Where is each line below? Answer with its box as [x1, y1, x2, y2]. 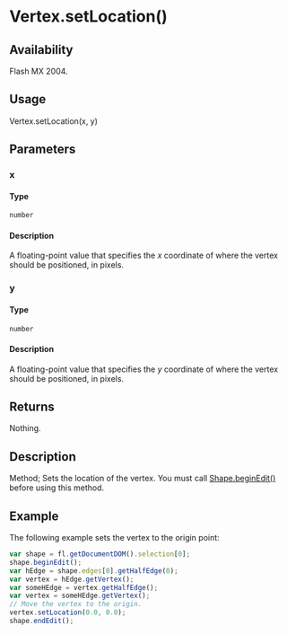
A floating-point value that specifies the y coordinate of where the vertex [9, 364, 279, 374]
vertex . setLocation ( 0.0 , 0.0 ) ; [9, 608, 126, 617]
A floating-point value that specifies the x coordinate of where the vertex [9, 250, 278, 261]
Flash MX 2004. [9, 66, 69, 76]
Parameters [9, 142, 76, 157]
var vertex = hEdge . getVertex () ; [9, 575, 135, 584]
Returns [9, 400, 56, 414]
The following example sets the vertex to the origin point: [9, 533, 220, 543]
